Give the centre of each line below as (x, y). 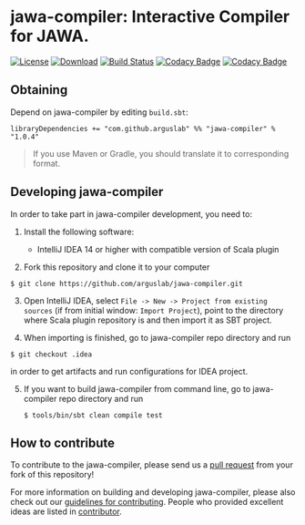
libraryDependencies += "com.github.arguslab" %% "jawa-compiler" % (143, 129)
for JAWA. (50, 36)
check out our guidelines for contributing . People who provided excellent (147, 502)
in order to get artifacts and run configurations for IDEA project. (129, 371)
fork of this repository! (52, 475)
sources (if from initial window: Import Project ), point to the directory (153, 310)
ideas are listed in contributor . (66, 511)
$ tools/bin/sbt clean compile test (93, 415)
